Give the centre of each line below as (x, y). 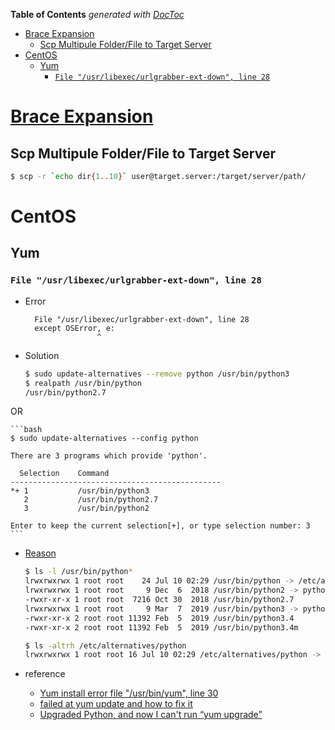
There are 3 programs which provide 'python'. (109, 456)
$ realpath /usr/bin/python (83, 383)
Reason (40, 553)
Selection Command (64, 474)
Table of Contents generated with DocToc (97, 14)
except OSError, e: (74, 328)
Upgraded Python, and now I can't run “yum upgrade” (151, 715)
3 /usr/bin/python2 (86, 509)
